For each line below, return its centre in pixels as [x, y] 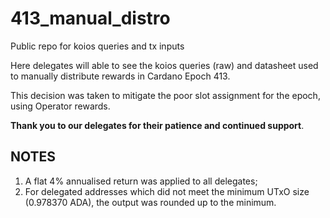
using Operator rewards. [60, 106]
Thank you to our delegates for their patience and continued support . [157, 125]
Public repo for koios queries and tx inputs [97, 46]
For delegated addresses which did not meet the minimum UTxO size [167, 191]
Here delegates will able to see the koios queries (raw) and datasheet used [164, 65]
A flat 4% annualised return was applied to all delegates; [141, 181]
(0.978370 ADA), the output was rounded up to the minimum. [150, 202]
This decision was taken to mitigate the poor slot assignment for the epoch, [165, 95]
